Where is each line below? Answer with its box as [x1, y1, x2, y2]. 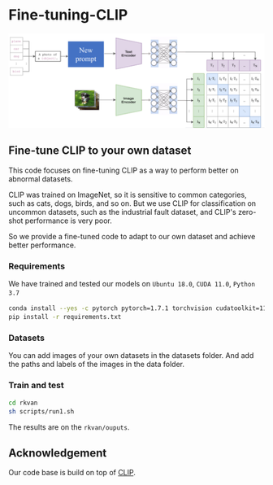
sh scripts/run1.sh [8, 408, 75, 416]
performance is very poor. [24, 216, 112, 225]
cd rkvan [8, 399, 38, 408]
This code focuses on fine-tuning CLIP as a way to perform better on [8, 165, 240, 175]
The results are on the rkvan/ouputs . [8, 422, 130, 432]
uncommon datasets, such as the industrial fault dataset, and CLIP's [8, 207, 237, 216]
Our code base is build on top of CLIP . [8, 468, 136, 477]
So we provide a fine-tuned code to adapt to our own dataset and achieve [8, 231, 256, 241]
